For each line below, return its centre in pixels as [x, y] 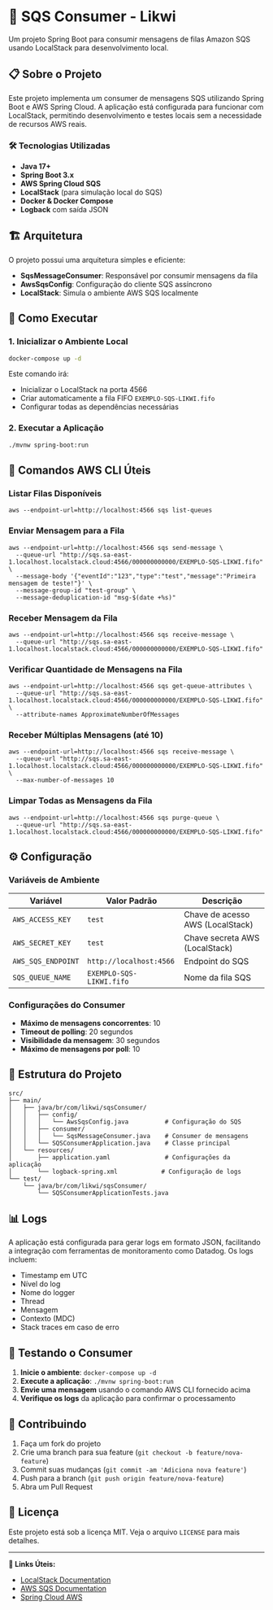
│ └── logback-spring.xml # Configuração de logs [125, 1172]
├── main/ [25, 1100]
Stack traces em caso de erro [69, 1327]
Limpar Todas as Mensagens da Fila [80, 801]
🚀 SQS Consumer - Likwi [92, 17]
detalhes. [24, 1540]
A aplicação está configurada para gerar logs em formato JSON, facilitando [135, 1242]
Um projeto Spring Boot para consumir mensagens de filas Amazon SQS [130, 39]
